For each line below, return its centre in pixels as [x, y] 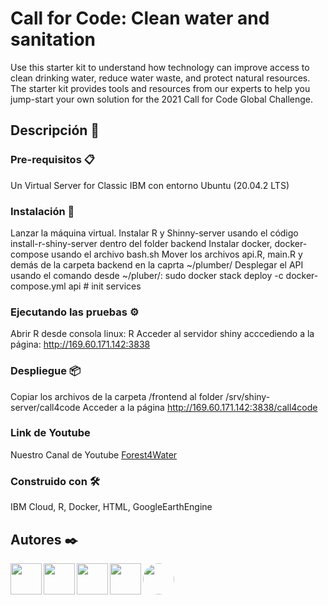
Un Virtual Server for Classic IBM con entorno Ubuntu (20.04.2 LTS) [150, 185]
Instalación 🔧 [42, 211]
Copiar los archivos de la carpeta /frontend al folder [117, 396]
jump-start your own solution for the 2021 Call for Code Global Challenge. [161, 99]
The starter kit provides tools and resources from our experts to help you [160, 88]
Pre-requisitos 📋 [52, 160]
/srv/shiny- [248, 396]
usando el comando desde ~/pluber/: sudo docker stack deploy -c [147, 275]
